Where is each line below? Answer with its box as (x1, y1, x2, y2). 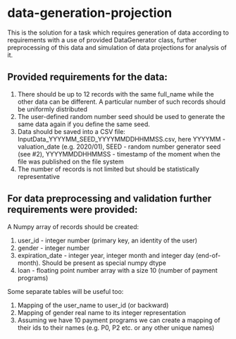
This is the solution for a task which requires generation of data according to (7, 28, 229, 37)
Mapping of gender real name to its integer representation (17, 308, 187, 316)
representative (17, 172, 60, 180)
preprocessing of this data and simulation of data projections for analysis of (7, 43, 227, 51)
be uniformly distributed (17, 104, 88, 113)
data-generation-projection (7, 5, 173, 21)
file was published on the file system (17, 157, 125, 166)
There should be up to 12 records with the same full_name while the (17, 90, 215, 98)
